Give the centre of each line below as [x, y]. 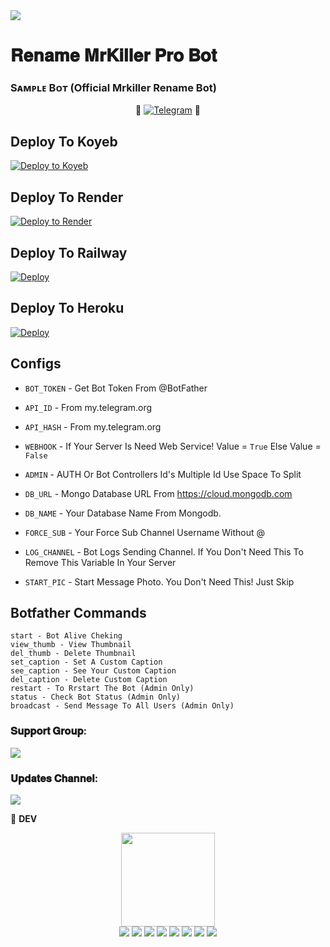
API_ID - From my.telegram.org [88, 407]
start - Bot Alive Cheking [66, 636]
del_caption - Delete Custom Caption [89, 680]
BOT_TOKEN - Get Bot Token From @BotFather [116, 388]
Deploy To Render [67, 197]
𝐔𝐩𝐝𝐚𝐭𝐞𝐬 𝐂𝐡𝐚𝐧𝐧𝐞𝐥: [54, 778]
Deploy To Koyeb [64, 141]
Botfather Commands [78, 612]
